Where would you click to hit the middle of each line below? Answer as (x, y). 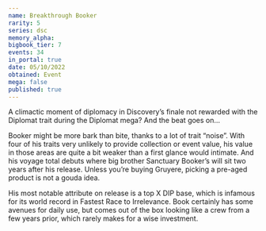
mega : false (28, 82)
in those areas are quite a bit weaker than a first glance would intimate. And (131, 152)
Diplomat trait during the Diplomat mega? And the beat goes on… (114, 121)
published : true (35, 89)
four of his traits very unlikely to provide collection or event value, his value (131, 144)
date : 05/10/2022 (37, 67)
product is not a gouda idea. (54, 178)
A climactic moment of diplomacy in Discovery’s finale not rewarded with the (133, 112)
